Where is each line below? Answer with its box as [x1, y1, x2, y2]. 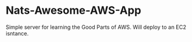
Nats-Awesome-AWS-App [5, 4, 142, 17]
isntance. [5, 29, 29, 37]
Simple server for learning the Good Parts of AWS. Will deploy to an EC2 [5, 23, 187, 31]
